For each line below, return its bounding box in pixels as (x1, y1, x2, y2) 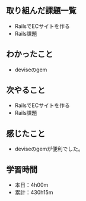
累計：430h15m (14, 189, 53, 196)
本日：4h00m (14, 181, 49, 189)
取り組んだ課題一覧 (6, 5, 77, 16)
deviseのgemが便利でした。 (14, 145, 84, 153)
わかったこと (6, 49, 53, 59)
